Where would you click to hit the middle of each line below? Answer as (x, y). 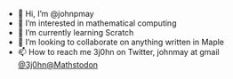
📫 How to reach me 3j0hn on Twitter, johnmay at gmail (118, 52)
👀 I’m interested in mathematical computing (97, 23)
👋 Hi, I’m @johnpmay (56, 14)
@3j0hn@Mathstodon (58, 65)
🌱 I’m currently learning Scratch (76, 32)
